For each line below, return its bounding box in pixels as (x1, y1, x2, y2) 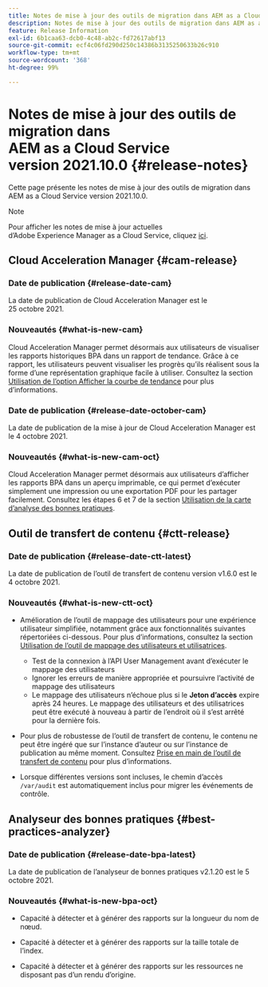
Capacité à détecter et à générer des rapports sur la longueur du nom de (19, 913, 259, 923)
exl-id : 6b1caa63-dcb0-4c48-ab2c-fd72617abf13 (8, 34, 166, 42)
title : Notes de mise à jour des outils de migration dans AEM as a (8, 11, 241, 20)
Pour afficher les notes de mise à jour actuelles (8, 221, 164, 232)
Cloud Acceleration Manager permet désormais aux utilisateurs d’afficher (8, 469, 250, 480)
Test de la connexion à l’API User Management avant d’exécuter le (31, 656, 249, 666)
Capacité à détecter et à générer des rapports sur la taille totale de (19, 937, 239, 947)
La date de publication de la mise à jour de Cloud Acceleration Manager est (8, 423, 256, 432)
